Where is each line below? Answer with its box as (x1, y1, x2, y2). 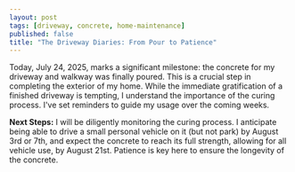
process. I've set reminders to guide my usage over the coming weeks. (9, 99, 270, 111)
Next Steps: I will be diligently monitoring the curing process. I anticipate (9, 117, 277, 128)
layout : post (9, 12, 58, 22)
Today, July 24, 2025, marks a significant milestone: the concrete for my (9, 62, 275, 73)
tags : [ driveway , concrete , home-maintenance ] (9, 21, 185, 30)
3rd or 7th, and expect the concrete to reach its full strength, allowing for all (9, 136, 287, 146)
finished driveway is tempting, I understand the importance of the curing (9, 90, 275, 101)
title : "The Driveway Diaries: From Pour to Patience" (9, 37, 217, 47)
